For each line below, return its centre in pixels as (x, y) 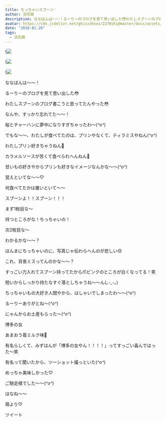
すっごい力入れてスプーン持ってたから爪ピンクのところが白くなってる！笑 (80, 272)
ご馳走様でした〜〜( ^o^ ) (30, 383)
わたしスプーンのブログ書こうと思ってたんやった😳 (57, 103)
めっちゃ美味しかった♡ (29, 373)
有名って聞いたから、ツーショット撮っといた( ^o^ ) (55, 362)
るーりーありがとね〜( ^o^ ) (32, 303)
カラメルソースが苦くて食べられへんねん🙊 (47, 156)
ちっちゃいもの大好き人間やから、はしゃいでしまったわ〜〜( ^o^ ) (70, 293)
